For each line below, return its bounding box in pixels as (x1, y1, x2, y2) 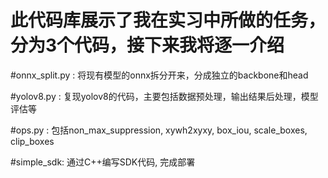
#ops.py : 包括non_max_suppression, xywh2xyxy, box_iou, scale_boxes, (10, 124, 308, 136)
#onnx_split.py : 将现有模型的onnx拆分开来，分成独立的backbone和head (10, 69, 309, 81)
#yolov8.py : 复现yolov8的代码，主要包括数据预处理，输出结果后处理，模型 (10, 90, 319, 102)
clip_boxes (10, 135, 55, 147)
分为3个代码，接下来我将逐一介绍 (10, 34, 285, 57)
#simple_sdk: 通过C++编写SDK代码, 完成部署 (10, 156, 196, 168)
